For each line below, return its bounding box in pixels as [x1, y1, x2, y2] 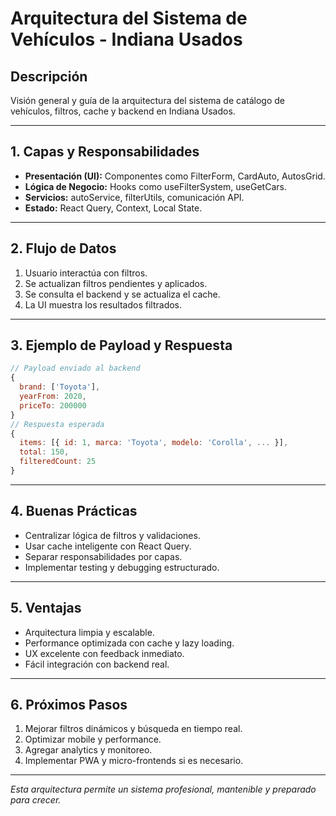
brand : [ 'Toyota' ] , [19, 382, 101, 392]
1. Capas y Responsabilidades [10, 143, 200, 161]
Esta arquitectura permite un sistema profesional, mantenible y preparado [10, 783, 317, 796]
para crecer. [10, 794, 62, 806]
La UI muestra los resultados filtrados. [24, 298, 183, 311]
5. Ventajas [10, 600, 82, 617]
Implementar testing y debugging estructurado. [24, 561, 220, 573]
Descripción [10, 68, 88, 85]
